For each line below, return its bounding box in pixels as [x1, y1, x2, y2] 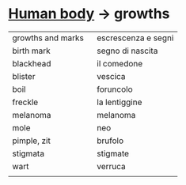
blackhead [12, 58, 51, 69]
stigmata [12, 148, 45, 159]
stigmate [97, 148, 129, 159]
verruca [97, 160, 127, 172]
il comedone [97, 58, 143, 69]
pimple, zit [12, 135, 51, 146]
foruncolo [97, 84, 133, 95]
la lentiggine [97, 96, 142, 108]
